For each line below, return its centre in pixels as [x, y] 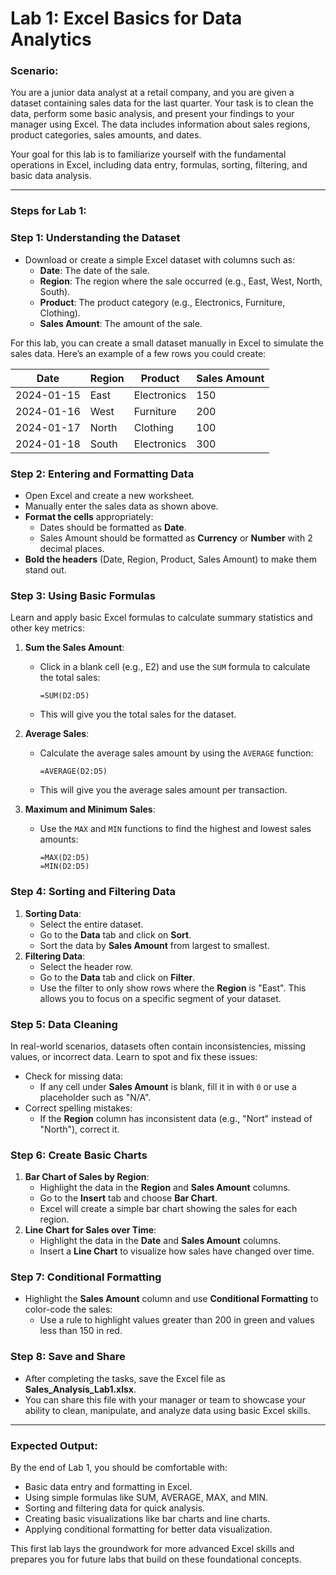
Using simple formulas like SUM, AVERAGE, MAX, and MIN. [146, 1498]
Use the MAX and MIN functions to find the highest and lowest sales [175, 829]
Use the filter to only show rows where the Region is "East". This [173, 988]
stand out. [45, 570]
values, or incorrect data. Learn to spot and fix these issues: [134, 1056]
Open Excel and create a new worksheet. [109, 495]
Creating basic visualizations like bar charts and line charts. [147, 1519]
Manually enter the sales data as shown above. [121, 506]
